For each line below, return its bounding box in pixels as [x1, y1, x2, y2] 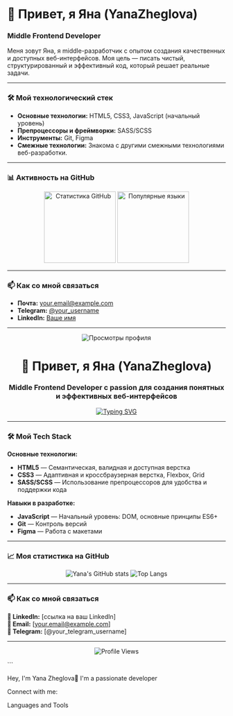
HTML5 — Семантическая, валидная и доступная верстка [17, 463, 191, 472]
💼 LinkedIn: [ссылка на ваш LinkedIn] [7, 612, 116, 620]
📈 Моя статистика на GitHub [7, 552, 110, 561]
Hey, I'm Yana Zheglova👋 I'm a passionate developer [7, 674, 158, 682]
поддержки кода [17, 486, 67, 494]
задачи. [7, 69, 30, 77]
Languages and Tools [7, 701, 69, 709]
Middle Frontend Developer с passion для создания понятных [8, 383, 225, 393]
